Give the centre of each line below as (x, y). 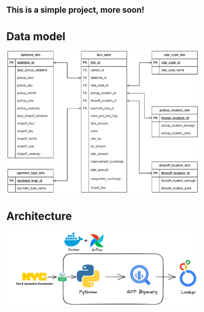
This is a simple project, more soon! (75, 10)
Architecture (39, 216)
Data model (36, 36)
